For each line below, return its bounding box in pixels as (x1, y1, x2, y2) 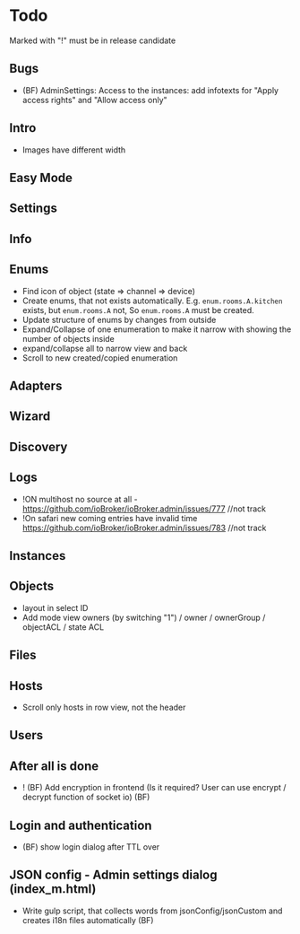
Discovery (9, 439, 68, 454)
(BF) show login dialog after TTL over (21, 841, 160, 852)
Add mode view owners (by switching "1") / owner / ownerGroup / (21, 612, 266, 623)
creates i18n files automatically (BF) (21, 914, 154, 925)
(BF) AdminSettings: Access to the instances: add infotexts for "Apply (21, 84, 279, 95)
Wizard (9, 409, 51, 424)
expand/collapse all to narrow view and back (21, 343, 188, 354)
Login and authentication (9, 817, 152, 833)
